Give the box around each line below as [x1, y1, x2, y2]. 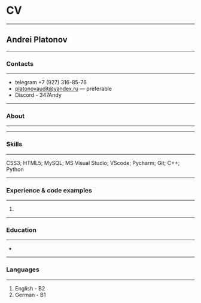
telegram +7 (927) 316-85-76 [14, 79, 87, 86]
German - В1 [14, 291, 46, 298]
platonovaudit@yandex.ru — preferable [14, 85, 112, 93]
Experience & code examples [6, 186, 93, 194]
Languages [6, 265, 40, 274]
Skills [6, 140, 23, 148]
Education [6, 225, 37, 234]
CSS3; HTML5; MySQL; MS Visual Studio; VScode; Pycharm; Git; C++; [6, 159, 180, 166]
